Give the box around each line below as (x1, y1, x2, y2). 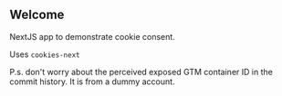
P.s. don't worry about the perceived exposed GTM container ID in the (9, 66, 274, 77)
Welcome (9, 7, 65, 23)
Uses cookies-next (9, 49, 80, 60)
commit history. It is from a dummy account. (9, 76, 175, 87)
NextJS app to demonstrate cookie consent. (9, 31, 175, 42)
